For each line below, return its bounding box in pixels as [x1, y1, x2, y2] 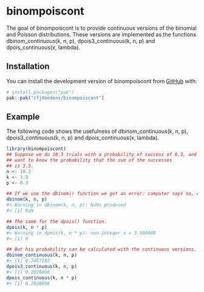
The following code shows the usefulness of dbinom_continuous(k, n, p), [6, 127, 188, 135]
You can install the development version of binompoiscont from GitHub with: [6, 77, 197, 84]
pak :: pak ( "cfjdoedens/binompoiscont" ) [6, 95, 104, 101]
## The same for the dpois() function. [6, 219, 107, 225]
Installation [6, 61, 50, 72]
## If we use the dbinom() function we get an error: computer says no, [6, 191, 194, 197]
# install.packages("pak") [6, 89, 75, 95]
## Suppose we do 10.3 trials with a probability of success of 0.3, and [6, 152, 197, 158]
